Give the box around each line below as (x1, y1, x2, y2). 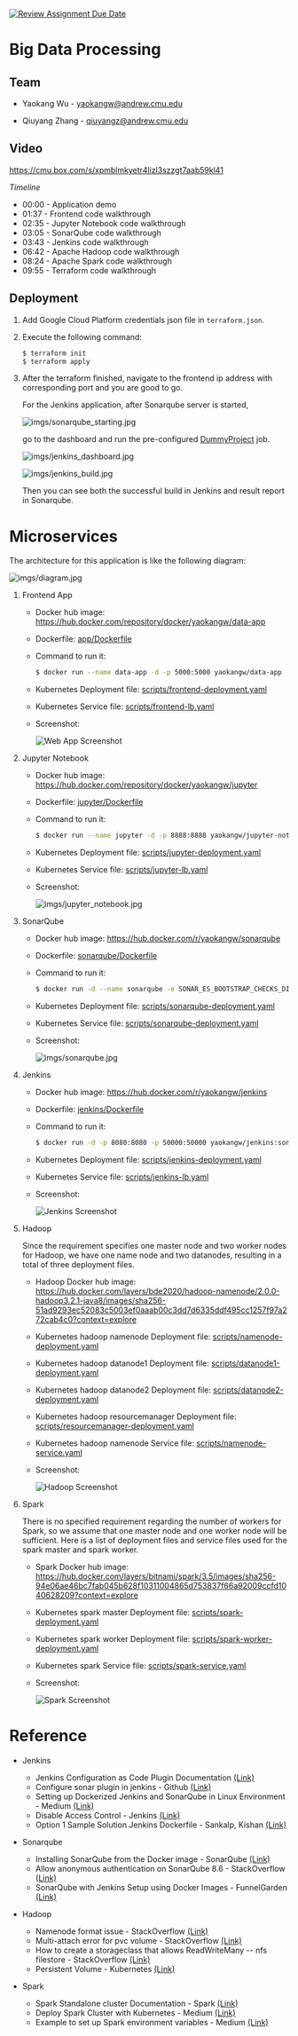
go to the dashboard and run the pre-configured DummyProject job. (21, 434, 271, 445)
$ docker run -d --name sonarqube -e (35, 985, 176, 994)
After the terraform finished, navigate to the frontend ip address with (21, 373, 273, 383)
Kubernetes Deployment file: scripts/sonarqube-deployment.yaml (35, 1000, 275, 1011)
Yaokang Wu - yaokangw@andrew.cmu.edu (21, 99, 184, 108)
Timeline (9, 182, 41, 193)
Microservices (9, 526, 118, 546)
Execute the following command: (21, 331, 142, 342)
